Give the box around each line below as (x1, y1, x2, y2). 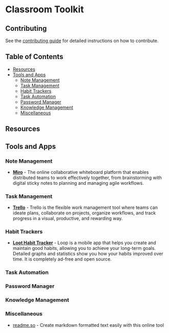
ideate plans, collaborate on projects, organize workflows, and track (12, 210, 156, 216)
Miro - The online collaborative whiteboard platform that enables (12, 169, 149, 175)
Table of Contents (5, 52, 64, 61)
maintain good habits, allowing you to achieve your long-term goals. (12, 245, 156, 251)
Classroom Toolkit (5, 4, 84, 15)
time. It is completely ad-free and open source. (12, 256, 112, 262)
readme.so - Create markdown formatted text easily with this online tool (12, 322, 164, 328)
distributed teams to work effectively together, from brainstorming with (12, 174, 162, 181)
